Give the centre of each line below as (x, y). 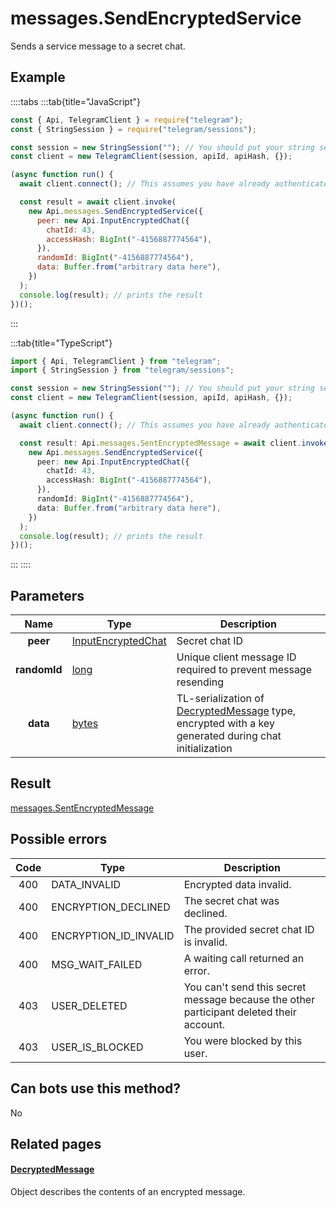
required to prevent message (244, 670)
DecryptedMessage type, (236, 711)
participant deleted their (240, 1012)
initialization (204, 749)
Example (38, 77)
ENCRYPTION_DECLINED (111, 907)
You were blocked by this (243, 1040)
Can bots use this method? (96, 1088)
